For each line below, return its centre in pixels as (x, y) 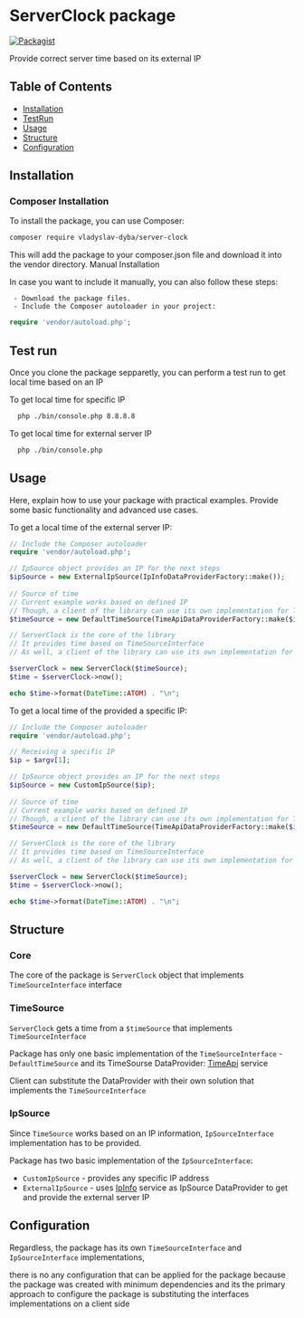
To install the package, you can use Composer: (97, 221)
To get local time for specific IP (67, 400)
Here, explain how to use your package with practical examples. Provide (144, 500)
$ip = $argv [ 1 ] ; (40, 760)
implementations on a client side (70, 1304)
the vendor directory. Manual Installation (85, 264)
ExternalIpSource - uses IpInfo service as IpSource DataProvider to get (155, 1188)
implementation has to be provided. (76, 1142)
